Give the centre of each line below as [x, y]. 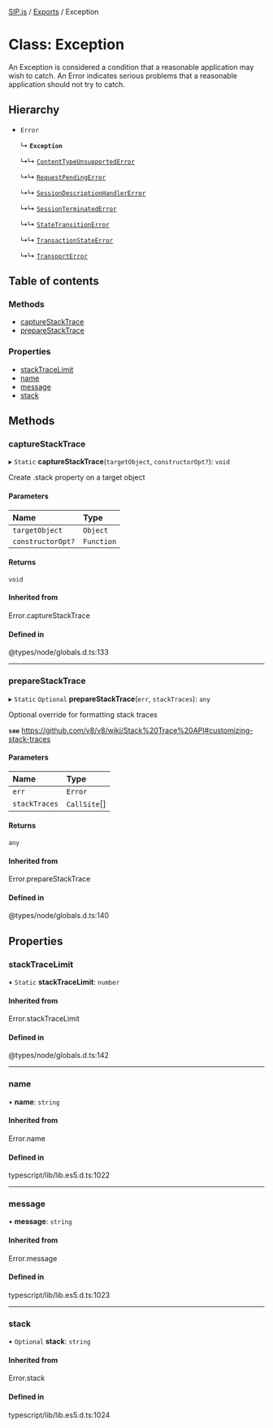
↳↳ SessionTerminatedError [68, 208]
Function [100, 541]
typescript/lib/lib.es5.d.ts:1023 [59, 1295]
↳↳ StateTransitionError [65, 224]
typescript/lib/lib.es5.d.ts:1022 [59, 1175]
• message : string [40, 1221]
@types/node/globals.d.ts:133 [59, 652]
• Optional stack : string [50, 1342]
